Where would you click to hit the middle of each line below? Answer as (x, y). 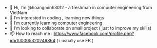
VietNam (19, 13)
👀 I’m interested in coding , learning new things (57, 18)
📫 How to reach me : (31, 33)
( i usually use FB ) (75, 40)
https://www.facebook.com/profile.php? (94, 33)
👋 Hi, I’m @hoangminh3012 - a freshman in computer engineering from (81, 8)
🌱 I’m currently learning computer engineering (56, 23)
